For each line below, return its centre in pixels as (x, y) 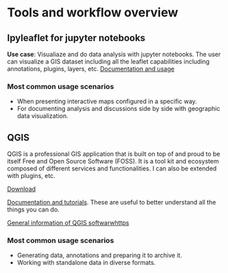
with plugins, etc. (31, 176)
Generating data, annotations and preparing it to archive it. (100, 255)
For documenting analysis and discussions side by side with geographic (118, 109)
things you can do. (33, 209)
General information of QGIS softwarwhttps (68, 223)
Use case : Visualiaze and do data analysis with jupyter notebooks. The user (114, 54)
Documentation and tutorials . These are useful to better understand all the (112, 203)
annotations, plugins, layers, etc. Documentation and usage (91, 69)
